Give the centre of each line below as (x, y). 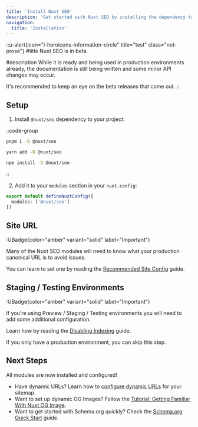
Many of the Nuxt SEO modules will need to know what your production (93, 251)
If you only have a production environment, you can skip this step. (86, 342)
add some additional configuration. (49, 319)
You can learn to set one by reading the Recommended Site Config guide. (95, 269)
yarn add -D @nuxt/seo (34, 152)
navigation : (21, 22)
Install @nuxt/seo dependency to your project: (70, 119)
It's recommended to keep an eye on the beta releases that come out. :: (93, 87)
